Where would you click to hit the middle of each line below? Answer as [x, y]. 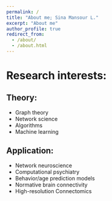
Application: [30, 151]
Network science [36, 119]
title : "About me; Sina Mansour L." [52, 18]
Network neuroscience [44, 165]
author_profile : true [34, 29]
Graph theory [31, 112]
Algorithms [29, 125]
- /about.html [29, 46]
